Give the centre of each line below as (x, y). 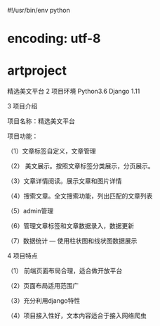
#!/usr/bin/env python (39, 10)
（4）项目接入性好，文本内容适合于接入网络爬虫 (77, 315)
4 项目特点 (22, 256)
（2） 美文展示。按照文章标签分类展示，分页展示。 (81, 166)
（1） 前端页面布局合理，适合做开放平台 (65, 271)
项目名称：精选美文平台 (41, 121)
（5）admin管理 (31, 211)
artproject (37, 71)
